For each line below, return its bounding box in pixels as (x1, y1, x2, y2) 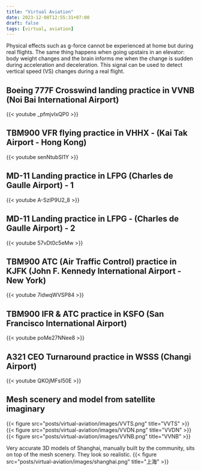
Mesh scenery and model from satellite (6, 395, 155, 405)
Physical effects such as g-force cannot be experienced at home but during (6, 42, 194, 49)
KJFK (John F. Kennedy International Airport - (6, 266, 182, 276)
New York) (6, 275, 46, 285)
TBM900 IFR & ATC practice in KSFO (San (6, 308, 164, 319)
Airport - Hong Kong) (6, 137, 87, 148)
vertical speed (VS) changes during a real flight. (6, 67, 125, 75)
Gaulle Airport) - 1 (6, 180, 74, 190)
